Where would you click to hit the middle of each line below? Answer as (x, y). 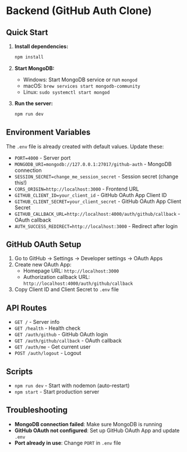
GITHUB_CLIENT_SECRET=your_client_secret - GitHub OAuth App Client (98, 201)
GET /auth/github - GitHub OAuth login (61, 334)
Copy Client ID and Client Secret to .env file (67, 289)
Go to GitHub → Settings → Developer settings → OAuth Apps (89, 258)
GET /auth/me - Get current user (52, 347)
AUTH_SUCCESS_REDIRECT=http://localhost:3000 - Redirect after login (96, 226)
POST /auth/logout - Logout (48, 353)
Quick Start (27, 32)
